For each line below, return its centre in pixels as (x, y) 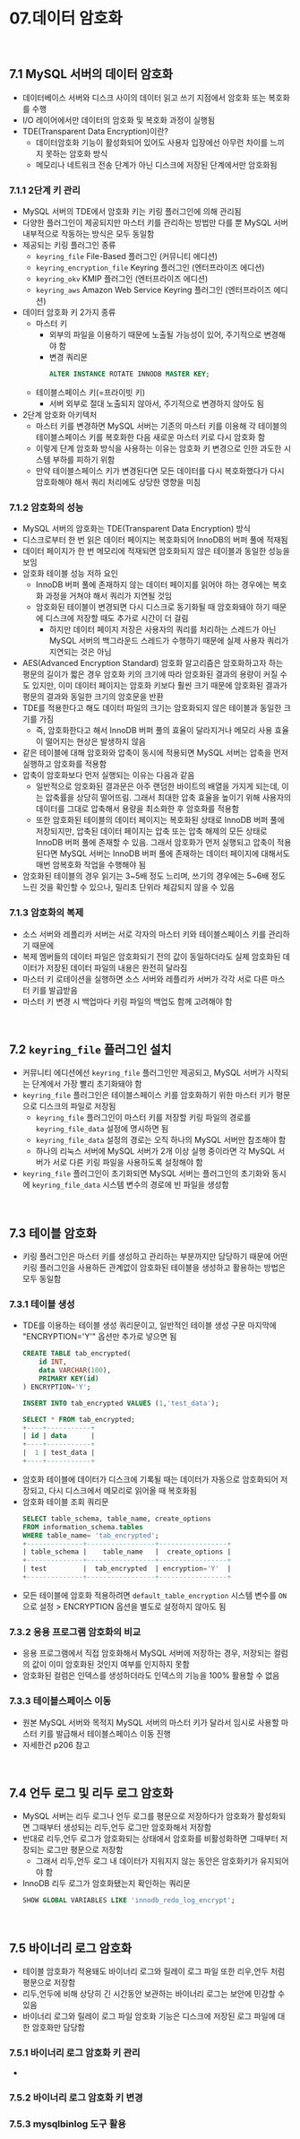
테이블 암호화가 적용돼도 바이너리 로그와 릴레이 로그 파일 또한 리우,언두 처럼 (154, 1971)
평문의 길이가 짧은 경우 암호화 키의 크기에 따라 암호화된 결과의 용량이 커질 (150, 674)
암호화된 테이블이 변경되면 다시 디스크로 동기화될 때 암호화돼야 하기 (153, 607)
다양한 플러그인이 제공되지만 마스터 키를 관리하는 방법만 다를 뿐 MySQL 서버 (155, 223)
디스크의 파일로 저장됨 (77, 1106)
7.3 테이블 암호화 (53, 1233)
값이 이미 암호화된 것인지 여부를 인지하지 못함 (111, 1665)
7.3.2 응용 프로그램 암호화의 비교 (75, 1632)
